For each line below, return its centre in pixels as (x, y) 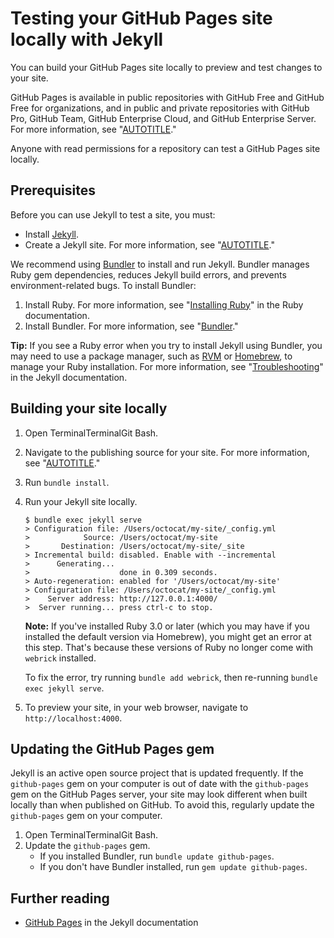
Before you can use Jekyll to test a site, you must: (113, 214)
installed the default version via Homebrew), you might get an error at (168, 636)
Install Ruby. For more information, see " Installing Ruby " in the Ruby (164, 304)
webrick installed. (60, 658)
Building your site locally (89, 408)
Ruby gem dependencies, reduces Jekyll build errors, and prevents (148, 274)
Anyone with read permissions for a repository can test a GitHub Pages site (165, 148)
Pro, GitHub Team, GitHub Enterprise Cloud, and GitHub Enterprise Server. (163, 118)
